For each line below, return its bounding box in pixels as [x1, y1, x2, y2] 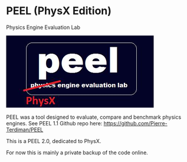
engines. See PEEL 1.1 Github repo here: [6, 119, 103, 127]
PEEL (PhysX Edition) [6, 4, 112, 18]
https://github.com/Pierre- [103, 119, 168, 127]
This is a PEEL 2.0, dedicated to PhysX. [6, 137, 101, 144]
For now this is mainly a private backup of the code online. [6, 149, 149, 156]
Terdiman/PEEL [6, 126, 44, 133]
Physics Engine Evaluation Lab [6, 24, 81, 31]
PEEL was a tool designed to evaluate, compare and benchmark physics [6, 114, 182, 121]
